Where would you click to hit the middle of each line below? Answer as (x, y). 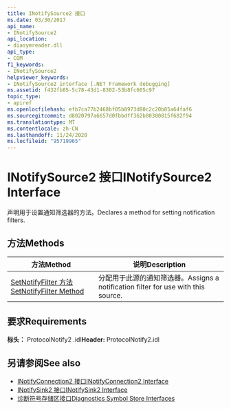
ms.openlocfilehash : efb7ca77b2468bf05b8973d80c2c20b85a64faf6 (100, 109)
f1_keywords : (26, 65)
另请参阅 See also (44, 363)
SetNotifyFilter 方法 (42, 282)
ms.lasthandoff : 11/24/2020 (47, 135)
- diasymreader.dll (35, 45)
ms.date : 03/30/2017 (37, 20)
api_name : (21, 26)
